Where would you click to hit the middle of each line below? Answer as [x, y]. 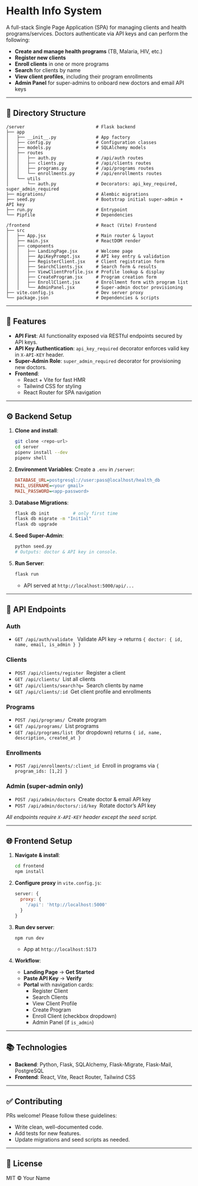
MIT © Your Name [28, 1178]
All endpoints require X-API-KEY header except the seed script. [82, 817]
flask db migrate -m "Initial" [53, 519]
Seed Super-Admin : [39, 536]
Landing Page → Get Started [59, 972]
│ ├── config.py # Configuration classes [82, 142]
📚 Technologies [37, 1047]
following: [18, 40]
